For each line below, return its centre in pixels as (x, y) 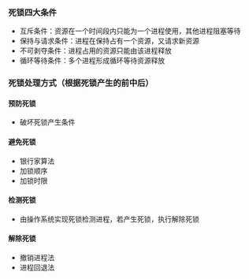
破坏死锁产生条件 (47, 122)
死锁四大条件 (33, 12)
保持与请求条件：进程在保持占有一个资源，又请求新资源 (109, 41)
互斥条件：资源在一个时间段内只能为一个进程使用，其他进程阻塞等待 (130, 31)
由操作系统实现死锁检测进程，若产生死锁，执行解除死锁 (109, 219)
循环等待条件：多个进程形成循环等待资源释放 (92, 61)
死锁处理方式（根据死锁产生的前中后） (81, 83)
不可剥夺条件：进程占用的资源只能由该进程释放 (95, 51)
